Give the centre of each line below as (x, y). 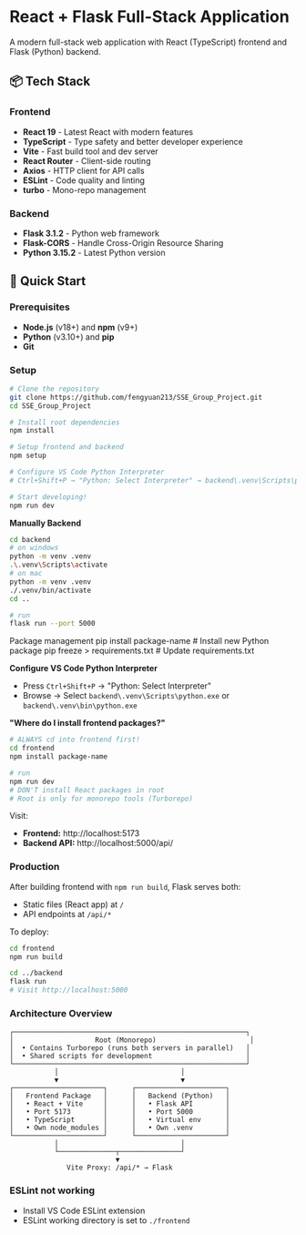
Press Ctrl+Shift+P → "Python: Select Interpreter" (117, 686)
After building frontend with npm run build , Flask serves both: (125, 886)
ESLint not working (52, 1190)
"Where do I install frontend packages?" (87, 723)
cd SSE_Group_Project (51, 406)
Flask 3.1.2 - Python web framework (91, 233)
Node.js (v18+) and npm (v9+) (80, 327)
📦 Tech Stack (50, 82)
